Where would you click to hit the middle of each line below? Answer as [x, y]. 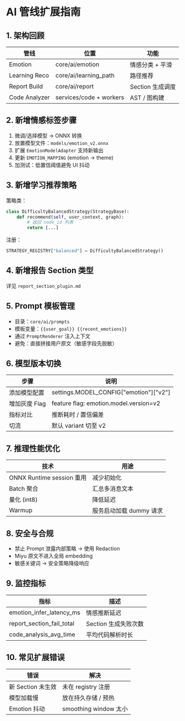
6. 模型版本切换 [34, 364]
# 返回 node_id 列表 [50, 222]
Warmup [21, 511]
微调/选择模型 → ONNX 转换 [48, 135]
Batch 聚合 [24, 489]
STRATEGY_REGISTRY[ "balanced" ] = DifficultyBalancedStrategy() [85, 251]
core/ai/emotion [77, 64]
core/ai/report [75, 86]
